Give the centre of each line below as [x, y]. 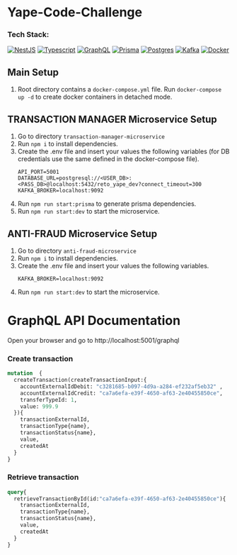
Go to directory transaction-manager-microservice [91, 136]
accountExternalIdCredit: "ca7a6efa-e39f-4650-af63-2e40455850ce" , [121, 393]
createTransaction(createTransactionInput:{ [80, 380]
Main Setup [33, 72]
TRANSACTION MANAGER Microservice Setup [112, 119]
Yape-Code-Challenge [75, 12]
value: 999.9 [39, 406]
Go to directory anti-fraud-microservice [77, 251]
